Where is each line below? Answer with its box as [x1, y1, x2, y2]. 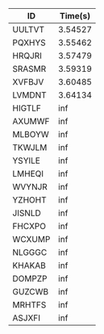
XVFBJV [12, 77, 44, 87]
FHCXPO [12, 221, 47, 232]
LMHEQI [12, 169, 44, 179]
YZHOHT [12, 194, 47, 205]
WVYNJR [12, 182, 48, 192]
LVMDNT [12, 90, 47, 100]
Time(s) [59, 10, 91, 21]
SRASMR [12, 64, 47, 74]
